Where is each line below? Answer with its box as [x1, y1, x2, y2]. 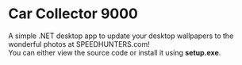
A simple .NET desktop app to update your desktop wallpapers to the [8, 31, 234, 40]
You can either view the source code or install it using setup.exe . [8, 48, 221, 57]
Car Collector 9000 [8, 5, 139, 23]
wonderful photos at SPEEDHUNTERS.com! [8, 39, 151, 48]
